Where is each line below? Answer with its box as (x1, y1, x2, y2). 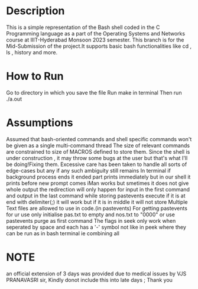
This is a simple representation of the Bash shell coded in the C (6, 24, 160, 31)
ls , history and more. (6, 48, 58, 56)
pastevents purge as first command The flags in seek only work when (6, 217, 176, 224)
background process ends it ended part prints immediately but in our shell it (6, 173, 191, 180)
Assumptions (6, 116, 73, 129)
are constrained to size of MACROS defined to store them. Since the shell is (6, 148, 190, 155)
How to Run (6, 70, 64, 83)
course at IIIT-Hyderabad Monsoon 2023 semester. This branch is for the (6, 36, 184, 43)
